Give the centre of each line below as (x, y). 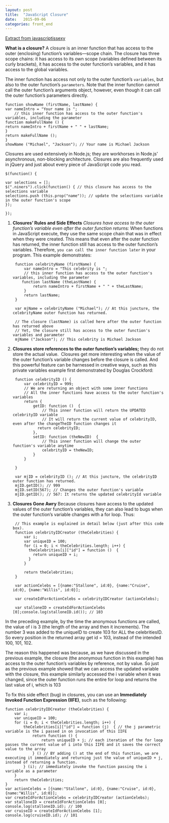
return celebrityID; (59, 428)
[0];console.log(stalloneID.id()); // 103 (58, 612)
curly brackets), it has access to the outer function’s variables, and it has (80, 64)
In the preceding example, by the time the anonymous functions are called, (83, 622)
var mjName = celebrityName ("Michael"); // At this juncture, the (87, 308)
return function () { (55, 736)
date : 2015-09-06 (26, 19)
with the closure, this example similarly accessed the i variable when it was (83, 674)
